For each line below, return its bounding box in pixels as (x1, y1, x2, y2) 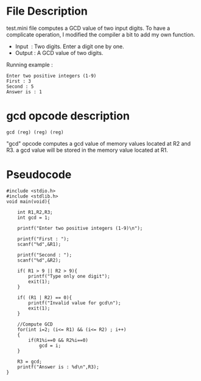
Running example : (6, 61, 53, 68)
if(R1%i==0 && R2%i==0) (28, 337, 88, 343)
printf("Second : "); (17, 252, 72, 258)
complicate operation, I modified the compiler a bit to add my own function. (6, 30, 196, 38)
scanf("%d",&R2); (17, 257, 62, 263)
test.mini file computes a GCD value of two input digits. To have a (6, 24, 171, 32)
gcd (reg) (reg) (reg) (6, 129, 64, 135)
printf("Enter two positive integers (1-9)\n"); (17, 225, 143, 231)
